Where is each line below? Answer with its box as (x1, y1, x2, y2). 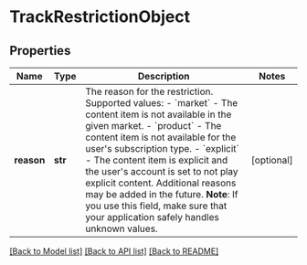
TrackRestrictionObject (9, 6, 191, 27)
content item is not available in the (85, 108, 232, 121)
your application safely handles (85, 211, 219, 223)
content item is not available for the (85, 131, 237, 143)
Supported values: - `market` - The (85, 97, 238, 109)
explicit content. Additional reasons (85, 176, 237, 189)
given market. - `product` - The (85, 120, 222, 132)
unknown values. (85, 222, 158, 235)
